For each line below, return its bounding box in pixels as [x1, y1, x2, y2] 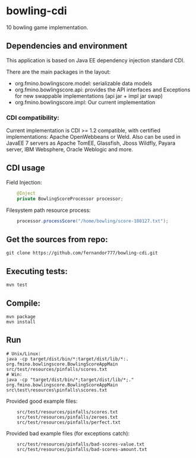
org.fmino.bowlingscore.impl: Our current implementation [14, 98, 156, 106]
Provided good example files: [6, 397, 78, 405]
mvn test [6, 282, 28, 288]
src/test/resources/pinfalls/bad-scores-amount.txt [17, 446, 147, 452]
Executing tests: [6, 266, 68, 276]
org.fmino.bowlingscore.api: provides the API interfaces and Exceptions [14, 86, 191, 93]
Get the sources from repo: [6, 234, 108, 244]
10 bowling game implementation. [6, 24, 88, 31]
